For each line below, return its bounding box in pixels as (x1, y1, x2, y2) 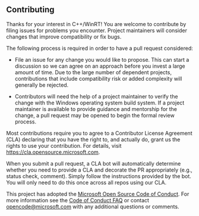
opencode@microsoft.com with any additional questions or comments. (6, 203, 179, 210)
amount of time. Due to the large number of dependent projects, (14, 68, 172, 76)
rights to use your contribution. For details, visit (6, 142, 122, 149)
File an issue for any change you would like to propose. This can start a (14, 56, 189, 63)
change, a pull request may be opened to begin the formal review (14, 112, 175, 119)
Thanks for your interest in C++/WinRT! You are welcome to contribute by (6, 20, 187, 27)
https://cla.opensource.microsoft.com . (6, 148, 100, 155)
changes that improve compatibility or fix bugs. (6, 33, 122, 40)
